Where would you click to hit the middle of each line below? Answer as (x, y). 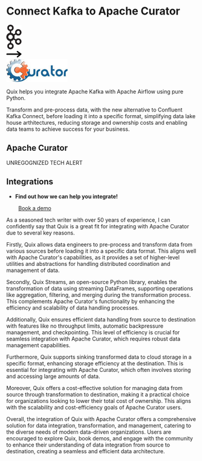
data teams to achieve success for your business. (68, 129)
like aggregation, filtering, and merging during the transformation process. (99, 294)
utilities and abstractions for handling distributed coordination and (88, 264)
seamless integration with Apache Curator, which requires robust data (93, 339)
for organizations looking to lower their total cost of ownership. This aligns (99, 400)
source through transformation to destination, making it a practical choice (98, 394)
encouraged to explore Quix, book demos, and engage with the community (100, 438)
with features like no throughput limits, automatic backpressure (85, 326)
